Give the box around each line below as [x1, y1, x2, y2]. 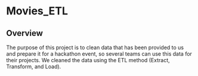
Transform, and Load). [6, 63, 61, 70]
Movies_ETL [6, 4, 69, 18]
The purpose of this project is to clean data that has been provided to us [6, 44, 184, 51]
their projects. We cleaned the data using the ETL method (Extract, [6, 57, 170, 63]
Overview [6, 28, 44, 38]
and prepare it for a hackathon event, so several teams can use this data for [6, 50, 193, 57]
